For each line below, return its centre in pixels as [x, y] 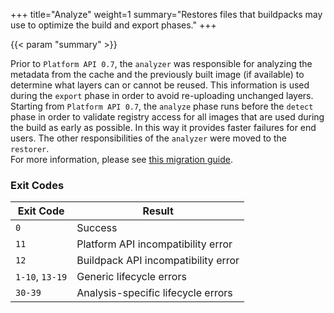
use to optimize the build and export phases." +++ [113, 25]
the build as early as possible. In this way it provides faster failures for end [163, 127]
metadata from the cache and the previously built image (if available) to [157, 74]
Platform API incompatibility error [154, 244]
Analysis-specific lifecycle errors [154, 293]
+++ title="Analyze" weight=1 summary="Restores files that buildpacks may [166, 14]
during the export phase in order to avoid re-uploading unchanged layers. [162, 95]
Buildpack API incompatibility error [158, 261]
